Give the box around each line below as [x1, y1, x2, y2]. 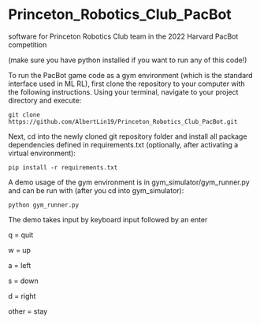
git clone [8, 110, 41, 119]
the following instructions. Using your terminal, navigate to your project [8, 87, 239, 96]
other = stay [8, 306, 48, 316]
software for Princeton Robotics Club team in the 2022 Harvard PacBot [8, 32, 239, 41]
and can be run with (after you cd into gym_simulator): [8, 185, 184, 195]
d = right [8, 291, 36, 300]
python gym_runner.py [8, 201, 80, 209]
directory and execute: [8, 95, 82, 105]
